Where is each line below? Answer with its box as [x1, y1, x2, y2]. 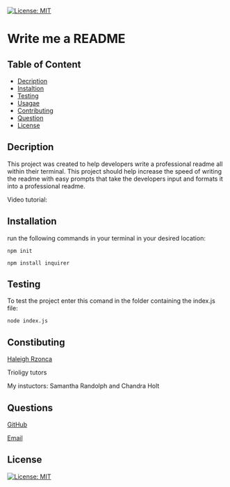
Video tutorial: [7, 195, 47, 204]
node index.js [7, 317, 49, 324]
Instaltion [17, 84, 44, 92]
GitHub [7, 420, 28, 429]
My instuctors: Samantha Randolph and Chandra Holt [7, 382, 160, 390]
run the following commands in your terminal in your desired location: [7, 233, 206, 242]
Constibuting [7, 336, 65, 348]
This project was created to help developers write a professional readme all [7, 160, 223, 168]
